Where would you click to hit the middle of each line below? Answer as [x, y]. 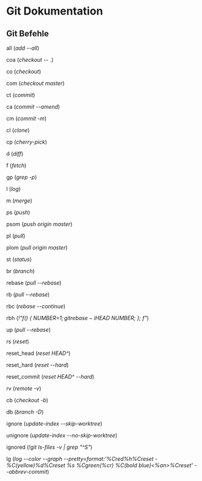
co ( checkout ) [24, 71]
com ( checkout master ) [35, 83]
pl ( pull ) [16, 236]
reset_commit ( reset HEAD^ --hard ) [50, 377]
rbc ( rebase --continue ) [36, 306]
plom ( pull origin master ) [37, 247]
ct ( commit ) [21, 95]
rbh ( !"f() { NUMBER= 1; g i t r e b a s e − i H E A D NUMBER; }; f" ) [78, 318]
